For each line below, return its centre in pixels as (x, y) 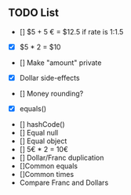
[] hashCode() (42, 124)
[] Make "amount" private (60, 63)
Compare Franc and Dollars (64, 182)
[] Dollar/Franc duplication (62, 157)
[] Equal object (43, 141)
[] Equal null (39, 133)
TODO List (33, 13)
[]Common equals (49, 166)
